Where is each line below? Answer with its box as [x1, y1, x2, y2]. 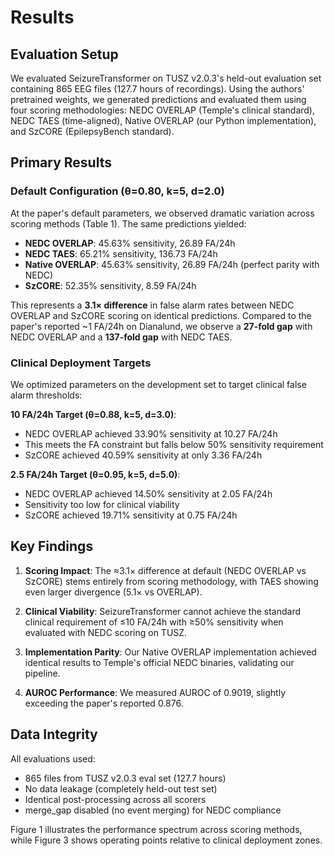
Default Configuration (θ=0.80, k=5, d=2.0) [10, 184, 225, 198]
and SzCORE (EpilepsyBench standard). [10, 126, 175, 137]
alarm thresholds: [10, 389, 83, 401]
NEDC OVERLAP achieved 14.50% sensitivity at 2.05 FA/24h [24, 487, 273, 500]
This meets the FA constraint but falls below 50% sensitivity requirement [24, 438, 324, 450]
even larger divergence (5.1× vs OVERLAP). [24, 586, 203, 598]
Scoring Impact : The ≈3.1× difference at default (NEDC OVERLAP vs [24, 564, 307, 576]
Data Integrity [10, 726, 98, 743]
